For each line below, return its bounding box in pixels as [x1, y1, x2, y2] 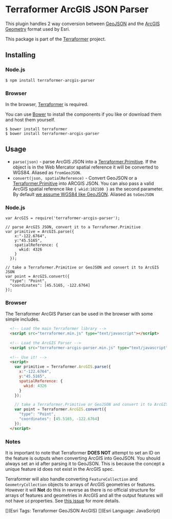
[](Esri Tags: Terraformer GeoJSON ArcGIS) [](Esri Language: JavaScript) [5, 508, 160, 513]
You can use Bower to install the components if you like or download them [5, 111, 162, 117]
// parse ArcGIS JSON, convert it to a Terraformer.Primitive [5, 224, 141, 230]
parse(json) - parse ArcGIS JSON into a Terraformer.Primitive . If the [12, 158, 157, 164]
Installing [5, 51, 36, 59]
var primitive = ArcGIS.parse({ [5, 229, 74, 234]
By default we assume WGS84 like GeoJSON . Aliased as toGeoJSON [12, 191, 154, 197]
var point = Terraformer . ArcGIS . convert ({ [14, 407, 106, 412]
